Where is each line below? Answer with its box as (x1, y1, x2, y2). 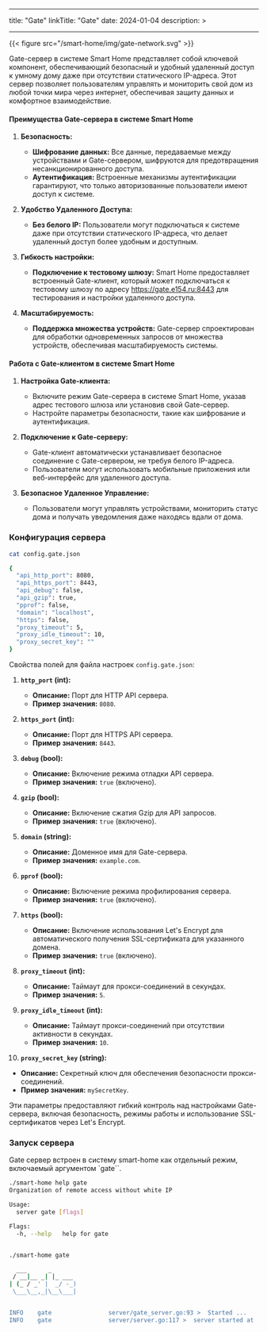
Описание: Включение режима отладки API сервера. (32, 769, 215, 778)
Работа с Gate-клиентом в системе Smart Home (9, 359, 175, 368)
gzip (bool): (20, 793, 60, 802)
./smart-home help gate (9, 1179, 88, 1187)
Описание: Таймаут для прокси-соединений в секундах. (32, 981, 227, 992)
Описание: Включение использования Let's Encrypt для (32, 926, 223, 935)
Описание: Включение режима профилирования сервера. (32, 886, 232, 896)
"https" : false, (16, 616, 70, 624)
